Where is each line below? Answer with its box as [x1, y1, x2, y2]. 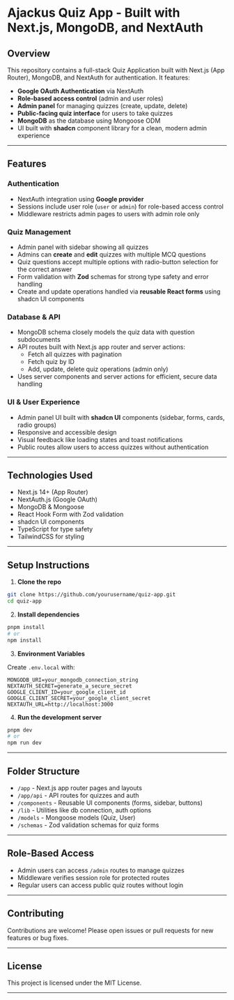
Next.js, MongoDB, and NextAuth [7, 20, 203, 36]
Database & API [7, 312, 61, 321]
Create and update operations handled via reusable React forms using [17, 287, 221, 296]
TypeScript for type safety [17, 525, 93, 533]
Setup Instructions [7, 559, 90, 571]
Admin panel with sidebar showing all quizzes [17, 243, 149, 251]
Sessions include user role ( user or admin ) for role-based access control [17, 202, 224, 211]
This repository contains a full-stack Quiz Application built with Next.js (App [7, 66, 225, 74]
